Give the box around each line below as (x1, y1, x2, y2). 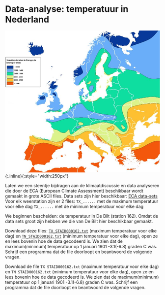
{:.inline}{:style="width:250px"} (5, 173, 69, 179)
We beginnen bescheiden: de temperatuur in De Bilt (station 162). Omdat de (5, 213, 159, 219)
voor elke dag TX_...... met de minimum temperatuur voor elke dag (5, 203, 144, 210)
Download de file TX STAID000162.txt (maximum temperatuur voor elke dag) (5, 263, 159, 269)
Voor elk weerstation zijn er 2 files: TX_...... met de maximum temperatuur (5, 198, 159, 204)
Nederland (5, 14, 50, 25)
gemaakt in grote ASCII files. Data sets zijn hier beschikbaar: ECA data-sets (5, 193, 158, 199)
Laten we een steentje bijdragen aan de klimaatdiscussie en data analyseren (5, 183, 160, 189)
